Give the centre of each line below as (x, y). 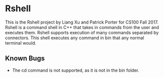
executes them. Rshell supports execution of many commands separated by (82, 32)
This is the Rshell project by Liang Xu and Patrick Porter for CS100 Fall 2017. (82, 22)
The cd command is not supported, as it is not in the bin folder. (76, 70)
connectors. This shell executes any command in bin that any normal (75, 38)
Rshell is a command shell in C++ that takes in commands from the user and (82, 27)
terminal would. (21, 43)
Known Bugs (25, 59)
